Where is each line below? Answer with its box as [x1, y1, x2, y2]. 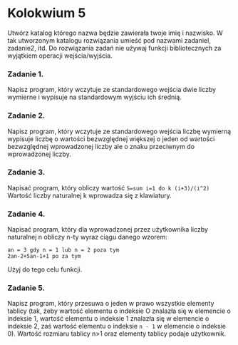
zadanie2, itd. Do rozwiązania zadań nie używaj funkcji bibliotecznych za [7, 43, 222, 52]
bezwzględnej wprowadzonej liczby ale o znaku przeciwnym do [7, 142, 195, 150]
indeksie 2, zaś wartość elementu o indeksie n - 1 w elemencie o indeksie [7, 322, 227, 331]
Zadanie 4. [7, 209, 46, 219]
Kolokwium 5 [7, 5, 86, 21]
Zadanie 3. [7, 168, 46, 177]
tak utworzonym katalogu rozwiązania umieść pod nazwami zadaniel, [7, 36, 212, 44]
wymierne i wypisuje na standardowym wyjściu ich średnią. [7, 93, 182, 101]
